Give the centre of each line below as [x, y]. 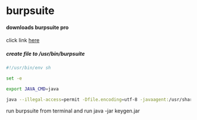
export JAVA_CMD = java [33, 89]
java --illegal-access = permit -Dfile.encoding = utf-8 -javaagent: [87, 100]
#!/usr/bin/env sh [28, 68]
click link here [23, 40]
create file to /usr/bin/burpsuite [45, 53]
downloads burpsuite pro [38, 27]
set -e [14, 78]
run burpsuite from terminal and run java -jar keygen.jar [73, 111]
